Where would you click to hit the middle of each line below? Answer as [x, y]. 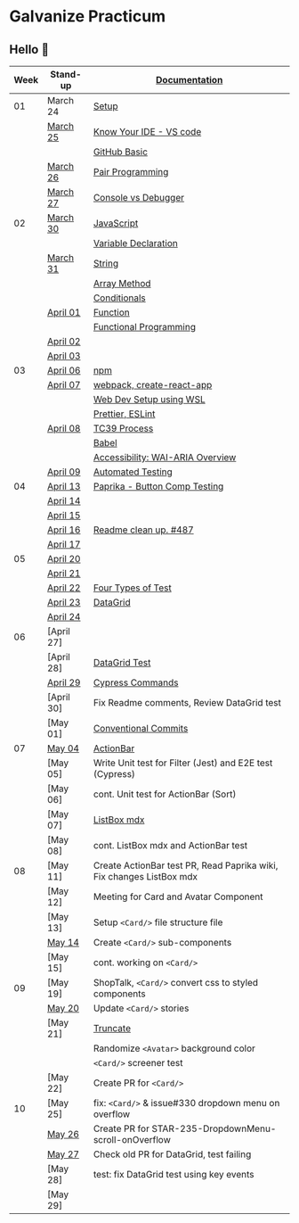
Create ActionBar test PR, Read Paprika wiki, [186, 865]
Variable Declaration [135, 243]
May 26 [64, 1134]
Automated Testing [133, 472]
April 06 [64, 370]
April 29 [64, 682]
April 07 [64, 385]
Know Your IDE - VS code [147, 132]
